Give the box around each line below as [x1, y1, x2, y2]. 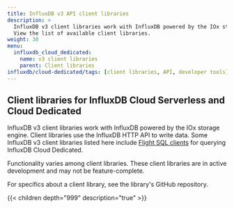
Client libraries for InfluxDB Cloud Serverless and [7, 94, 225, 106]
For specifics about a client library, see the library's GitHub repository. [7, 180, 209, 189]
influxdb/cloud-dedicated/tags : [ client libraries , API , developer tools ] [7, 68, 229, 75]
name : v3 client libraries [19, 56, 98, 63]
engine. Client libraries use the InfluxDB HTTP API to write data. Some [7, 131, 208, 139]
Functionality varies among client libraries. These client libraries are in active [7, 160, 227, 168]
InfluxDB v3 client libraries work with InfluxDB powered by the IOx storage [7, 123, 220, 132]
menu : [7, 42, 23, 49]
